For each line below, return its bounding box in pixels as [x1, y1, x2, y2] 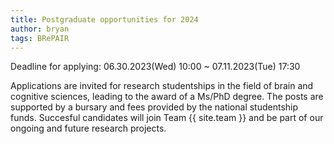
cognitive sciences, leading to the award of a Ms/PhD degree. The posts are [10, 91, 324, 103]
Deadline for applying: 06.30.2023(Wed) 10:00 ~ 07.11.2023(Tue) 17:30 [10, 61, 301, 73]
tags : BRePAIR [10, 33, 70, 43]
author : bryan [10, 24, 70, 34]
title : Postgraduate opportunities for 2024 [10, 14, 199, 25]
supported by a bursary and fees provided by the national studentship [10, 101, 299, 113]
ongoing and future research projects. [10, 122, 167, 135]
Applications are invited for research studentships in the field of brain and [10, 80, 314, 92]
